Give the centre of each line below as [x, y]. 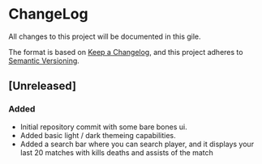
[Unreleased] [43, 86]
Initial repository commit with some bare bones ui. [104, 127]
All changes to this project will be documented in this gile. [105, 36]
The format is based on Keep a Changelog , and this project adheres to [126, 52]
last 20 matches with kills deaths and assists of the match [116, 152]
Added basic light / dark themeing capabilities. [98, 135]
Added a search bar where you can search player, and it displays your [137, 144]
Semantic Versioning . [44, 61]
